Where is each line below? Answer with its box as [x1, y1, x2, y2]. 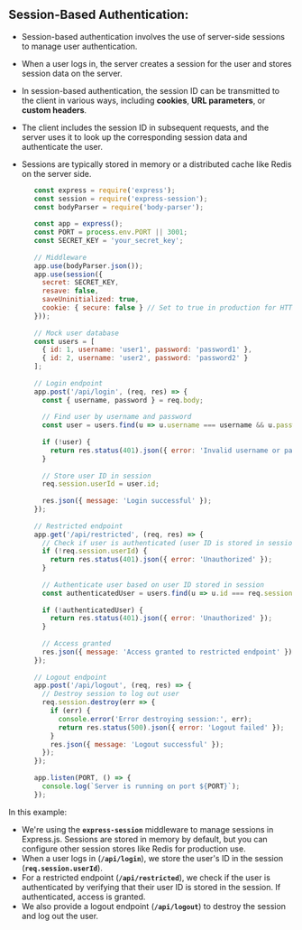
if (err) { [50, 706, 91, 716]
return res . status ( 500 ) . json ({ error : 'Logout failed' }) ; [58, 722, 285, 732]
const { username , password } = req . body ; [41, 395, 205, 405]
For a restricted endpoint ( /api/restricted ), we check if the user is [21, 871, 271, 883]
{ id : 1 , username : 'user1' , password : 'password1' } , [41, 345, 253, 355]
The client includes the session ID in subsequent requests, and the [21, 122, 270, 133]
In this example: [8, 806, 68, 817]
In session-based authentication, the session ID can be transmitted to [21, 85, 280, 96]
